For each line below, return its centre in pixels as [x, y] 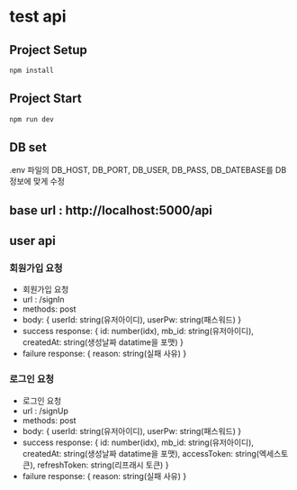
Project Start [46, 99]
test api [38, 17]
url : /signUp [45, 411]
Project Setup [49, 50]
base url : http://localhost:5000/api [111, 210]
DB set [28, 147]
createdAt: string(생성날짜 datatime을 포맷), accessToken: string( [140, 453]
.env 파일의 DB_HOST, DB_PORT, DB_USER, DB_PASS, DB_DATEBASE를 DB [148, 170]
